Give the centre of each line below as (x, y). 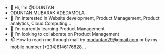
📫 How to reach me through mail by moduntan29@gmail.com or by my (84, 39)
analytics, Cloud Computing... (41, 23)
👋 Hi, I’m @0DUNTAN (32, 8)
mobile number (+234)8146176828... (48, 47)
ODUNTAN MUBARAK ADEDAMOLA (47, 13)
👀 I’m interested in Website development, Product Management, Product (85, 18)
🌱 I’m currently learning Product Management (57, 29)
